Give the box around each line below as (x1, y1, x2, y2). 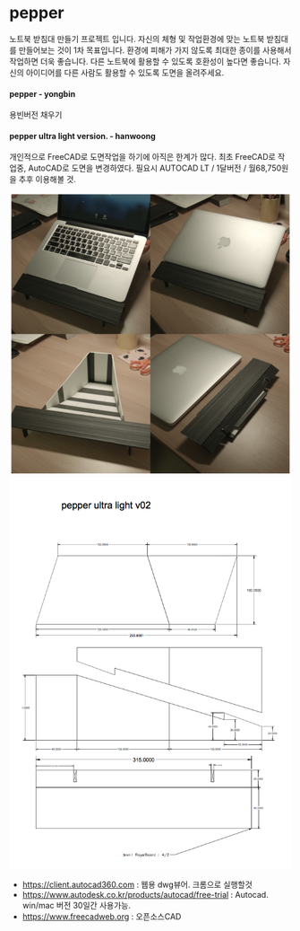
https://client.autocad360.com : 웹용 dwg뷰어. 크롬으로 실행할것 (21, 879, 253, 891)
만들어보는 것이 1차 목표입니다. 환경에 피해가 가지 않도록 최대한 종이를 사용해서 (18, 44, 292, 56)
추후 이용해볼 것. (18, 174, 76, 185)
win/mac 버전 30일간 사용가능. (21, 900, 132, 911)
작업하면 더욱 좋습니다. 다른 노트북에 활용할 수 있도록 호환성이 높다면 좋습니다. (9, 56, 282, 66)
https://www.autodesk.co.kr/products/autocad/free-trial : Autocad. (21, 890, 269, 900)
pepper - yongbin (9, 88, 76, 99)
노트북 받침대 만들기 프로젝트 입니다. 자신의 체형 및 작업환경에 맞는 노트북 (9, 33, 265, 44)
